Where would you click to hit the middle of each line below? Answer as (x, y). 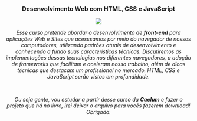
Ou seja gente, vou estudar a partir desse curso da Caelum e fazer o (98, 100)
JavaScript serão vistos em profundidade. (98, 77)
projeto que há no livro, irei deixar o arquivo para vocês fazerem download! (98, 106)
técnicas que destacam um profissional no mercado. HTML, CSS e (98, 70)
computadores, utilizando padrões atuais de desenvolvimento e (98, 45)
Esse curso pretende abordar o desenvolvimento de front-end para (98, 33)
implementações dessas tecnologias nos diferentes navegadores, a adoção (98, 58)
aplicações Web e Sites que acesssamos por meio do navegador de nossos (98, 39)
